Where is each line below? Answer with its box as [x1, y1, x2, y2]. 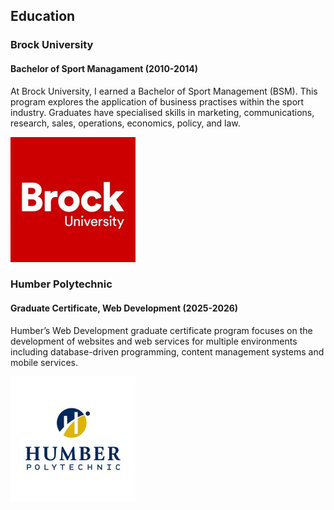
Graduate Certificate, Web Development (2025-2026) [10, 302, 239, 314]
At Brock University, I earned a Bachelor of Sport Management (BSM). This [10, 85, 318, 97]
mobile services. [10, 356, 78, 368]
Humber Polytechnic [10, 277, 113, 291]
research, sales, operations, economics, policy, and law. [10, 117, 241, 129]
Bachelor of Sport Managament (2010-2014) [10, 62, 199, 74]
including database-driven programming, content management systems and [10, 345, 325, 358]
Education [10, 8, 76, 25]
